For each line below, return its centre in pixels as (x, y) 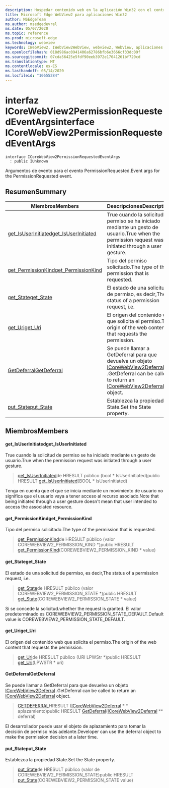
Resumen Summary (36, 192)
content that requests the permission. (44, 647)
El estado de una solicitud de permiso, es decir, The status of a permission (82, 573)
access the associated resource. (39, 507)
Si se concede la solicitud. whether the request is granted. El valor (73, 608)
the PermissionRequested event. (39, 176)
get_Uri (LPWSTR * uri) (40, 662)
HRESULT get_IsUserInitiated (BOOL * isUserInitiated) (72, 481)
